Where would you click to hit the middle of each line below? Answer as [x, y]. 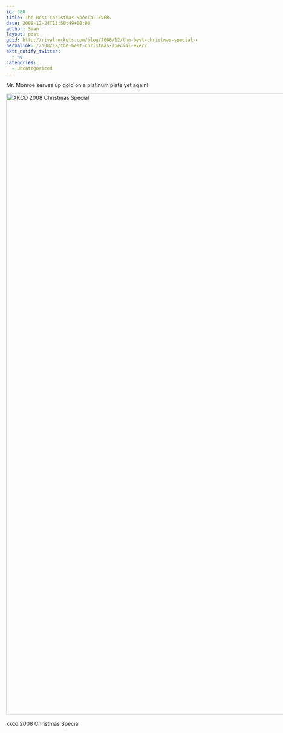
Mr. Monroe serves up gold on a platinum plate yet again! [77, 85]
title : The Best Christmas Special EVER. [59, 18]
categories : [21, 62]
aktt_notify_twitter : [34, 51]
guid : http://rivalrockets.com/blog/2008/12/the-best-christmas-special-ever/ [108, 40]
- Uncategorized [32, 68]
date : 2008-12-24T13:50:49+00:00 [48, 23]
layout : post [23, 34]
